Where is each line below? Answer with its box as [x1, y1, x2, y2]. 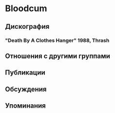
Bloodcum [5, 3, 47, 14]
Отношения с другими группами [5, 52, 111, 60]
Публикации [5, 69, 45, 77]
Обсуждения [5, 85, 47, 93]
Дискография [5, 22, 50, 31]
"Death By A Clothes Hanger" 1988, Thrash [5, 37, 110, 44]
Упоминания [5, 102, 46, 110]
